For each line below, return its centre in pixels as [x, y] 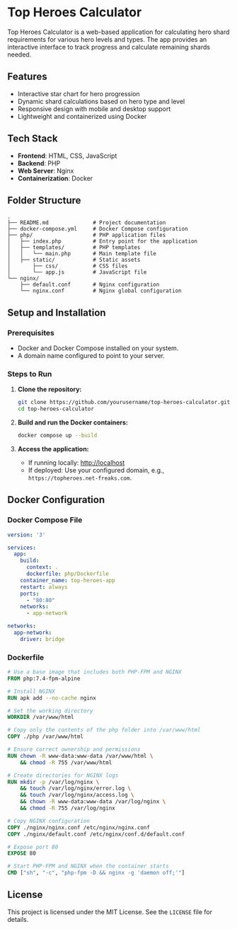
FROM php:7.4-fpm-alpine [44, 679]
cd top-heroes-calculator [56, 409]
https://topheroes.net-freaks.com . [80, 478]
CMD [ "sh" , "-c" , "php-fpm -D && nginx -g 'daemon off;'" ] [96, 873]
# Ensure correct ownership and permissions [74, 750]
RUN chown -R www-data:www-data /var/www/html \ [80, 756]
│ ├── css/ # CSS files [68, 266]
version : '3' [27, 535]
